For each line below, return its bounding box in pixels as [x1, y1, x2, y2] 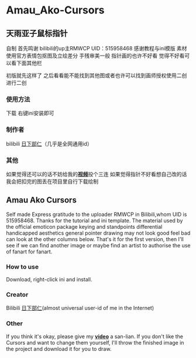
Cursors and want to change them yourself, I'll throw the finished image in [6, 339, 184, 346]
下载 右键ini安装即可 [6, 109, 54, 117]
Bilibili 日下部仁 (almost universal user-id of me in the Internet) [6, 305, 154, 312]
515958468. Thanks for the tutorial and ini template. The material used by [6, 217, 183, 224]
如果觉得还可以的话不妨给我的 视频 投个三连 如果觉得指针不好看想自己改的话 [6, 170, 187, 177]
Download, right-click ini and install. [6, 276, 92, 283]
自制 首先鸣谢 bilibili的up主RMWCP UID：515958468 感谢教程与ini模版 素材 [6, 45, 187, 51]
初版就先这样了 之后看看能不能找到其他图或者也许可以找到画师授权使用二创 [6, 72, 187, 79]
